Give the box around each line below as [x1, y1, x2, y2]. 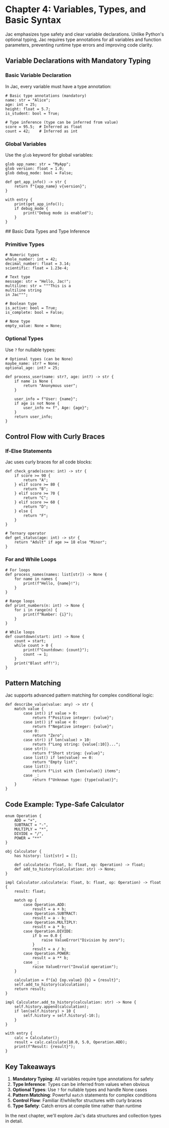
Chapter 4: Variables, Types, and [5, 4, 146, 15]
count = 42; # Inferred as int [5, 128, 78, 134]
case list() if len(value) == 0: [23, 755, 94, 760]
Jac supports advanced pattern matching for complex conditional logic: [5, 692, 154, 698]
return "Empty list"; [32, 759, 78, 765]
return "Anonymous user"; [23, 383, 78, 388]
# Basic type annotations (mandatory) [5, 93, 87, 98]
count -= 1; [23, 651, 49, 657]
